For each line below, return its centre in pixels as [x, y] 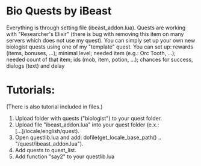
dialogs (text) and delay [36, 66]
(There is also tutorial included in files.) [54, 107]
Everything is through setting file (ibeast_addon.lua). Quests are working [96, 28]
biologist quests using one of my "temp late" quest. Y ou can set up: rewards [100, 47]
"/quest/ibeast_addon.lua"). [49, 144]
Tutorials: [31, 90]
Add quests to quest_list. [46, 150]
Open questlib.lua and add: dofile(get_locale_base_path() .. [88, 137]
